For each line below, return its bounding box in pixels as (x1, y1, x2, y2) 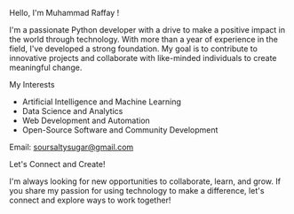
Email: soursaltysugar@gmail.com (9, 141, 134, 152)
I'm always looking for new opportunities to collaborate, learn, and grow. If (9, 176, 282, 187)
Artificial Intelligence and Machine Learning (21, 96, 182, 107)
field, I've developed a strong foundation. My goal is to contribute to (9, 43, 258, 54)
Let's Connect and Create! (9, 159, 106, 169)
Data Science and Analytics (21, 106, 123, 116)
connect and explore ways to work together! (9, 195, 171, 205)
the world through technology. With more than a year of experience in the (9, 34, 278, 44)
